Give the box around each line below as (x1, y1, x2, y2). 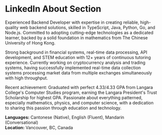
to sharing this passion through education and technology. (5, 105, 122, 111)
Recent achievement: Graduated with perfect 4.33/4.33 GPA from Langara (5, 84, 153, 90)
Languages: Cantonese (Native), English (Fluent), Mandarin (5, 114, 125, 120)
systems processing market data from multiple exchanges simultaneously (5, 70, 152, 75)
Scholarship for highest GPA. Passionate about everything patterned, (5, 94, 143, 100)
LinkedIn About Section (5, 3, 101, 15)
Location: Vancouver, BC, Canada (5, 124, 73, 130)
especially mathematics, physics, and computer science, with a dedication (5, 100, 154, 105)
